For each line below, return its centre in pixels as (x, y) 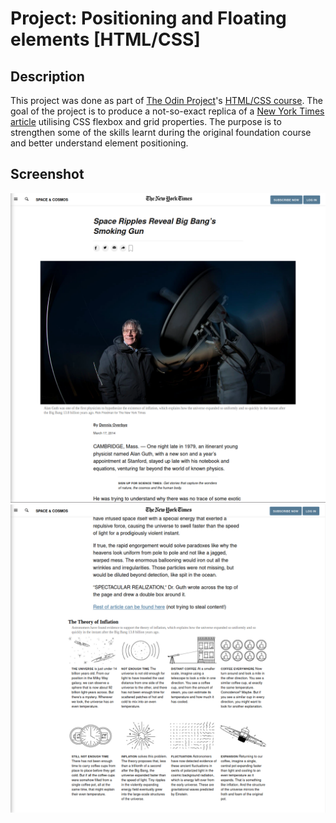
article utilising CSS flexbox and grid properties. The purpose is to (146, 121)
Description (47, 76)
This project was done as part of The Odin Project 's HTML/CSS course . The (166, 100)
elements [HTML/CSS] (105, 39)
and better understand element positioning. (99, 143)
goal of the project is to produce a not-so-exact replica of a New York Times (167, 111)
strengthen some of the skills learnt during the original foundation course (161, 132)
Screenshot (47, 174)
